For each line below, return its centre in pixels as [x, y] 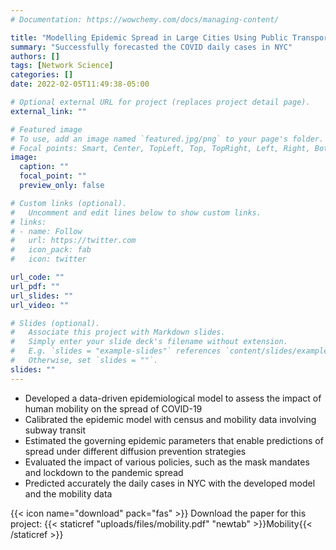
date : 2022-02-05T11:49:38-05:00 [80, 84]
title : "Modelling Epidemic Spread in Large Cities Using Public [149, 37]
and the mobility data [68, 493]
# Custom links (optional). [69, 203]
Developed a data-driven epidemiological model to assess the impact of [173, 398]
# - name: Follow [46, 231]
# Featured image [46, 129]
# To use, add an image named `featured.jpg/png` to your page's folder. [167, 139]
